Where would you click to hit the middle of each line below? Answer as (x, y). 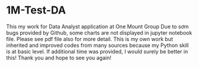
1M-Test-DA (36, 10)
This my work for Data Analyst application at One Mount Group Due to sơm (98, 26)
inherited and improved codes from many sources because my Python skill (98, 45)
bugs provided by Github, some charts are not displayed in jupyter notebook (99, 32)
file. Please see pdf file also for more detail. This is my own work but (90, 39)
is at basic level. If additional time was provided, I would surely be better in (97, 51)
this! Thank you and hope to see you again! (59, 58)
